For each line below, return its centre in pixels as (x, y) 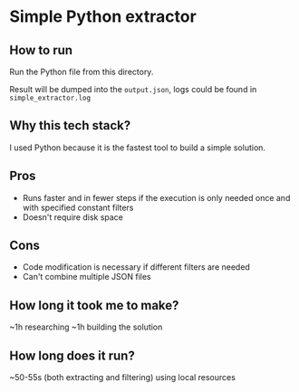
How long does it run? (72, 355)
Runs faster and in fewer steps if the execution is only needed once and (156, 197)
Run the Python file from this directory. (82, 72)
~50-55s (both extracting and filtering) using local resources (122, 378)
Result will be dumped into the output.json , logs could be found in (133, 89)
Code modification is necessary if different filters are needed (136, 267)
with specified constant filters (78, 207)
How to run (41, 50)
